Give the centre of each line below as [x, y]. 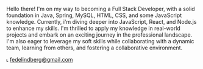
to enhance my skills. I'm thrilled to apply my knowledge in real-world [94, 28]
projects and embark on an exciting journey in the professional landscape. [99, 35]
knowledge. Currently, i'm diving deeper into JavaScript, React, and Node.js [101, 22]
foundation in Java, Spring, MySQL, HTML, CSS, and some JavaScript [94, 15]
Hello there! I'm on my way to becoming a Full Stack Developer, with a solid [101, 9]
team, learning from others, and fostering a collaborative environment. [94, 48]
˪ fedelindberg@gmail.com [40, 60]
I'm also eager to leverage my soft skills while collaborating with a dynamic [100, 41]
